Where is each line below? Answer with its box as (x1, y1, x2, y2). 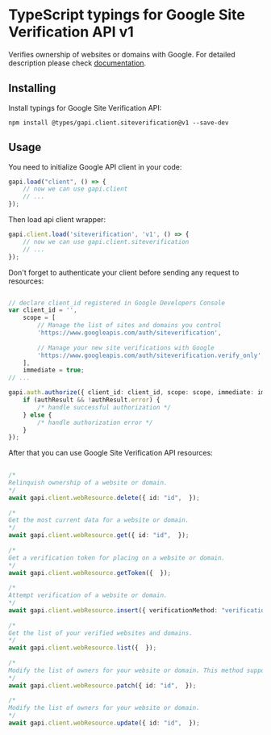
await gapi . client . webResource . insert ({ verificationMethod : (8, 606, 219, 615)
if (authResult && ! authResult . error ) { (23, 396, 161, 405)
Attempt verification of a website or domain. (8, 591, 168, 599)
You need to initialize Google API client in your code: (8, 162, 182, 171)
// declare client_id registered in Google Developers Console (8, 299, 226, 307)
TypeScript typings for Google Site (8, 6, 246, 24)
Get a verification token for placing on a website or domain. (8, 553, 226, 562)
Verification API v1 (8, 23, 135, 41)
